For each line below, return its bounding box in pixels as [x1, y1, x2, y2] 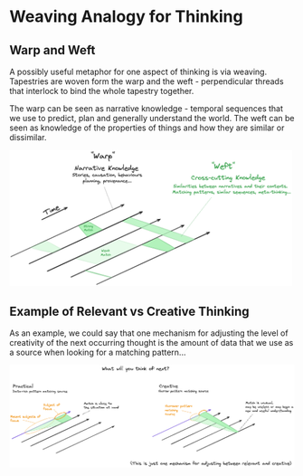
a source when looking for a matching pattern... [9, 347, 186, 358]
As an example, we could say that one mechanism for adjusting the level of [9, 328, 289, 338]
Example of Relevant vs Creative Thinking [9, 303, 251, 319]
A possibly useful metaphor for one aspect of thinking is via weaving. [9, 66, 268, 77]
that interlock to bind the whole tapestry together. [9, 86, 194, 96]
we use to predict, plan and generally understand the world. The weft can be [9, 113, 295, 123]
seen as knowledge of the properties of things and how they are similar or [9, 122, 285, 133]
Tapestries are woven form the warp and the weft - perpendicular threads [9, 76, 284, 87]
